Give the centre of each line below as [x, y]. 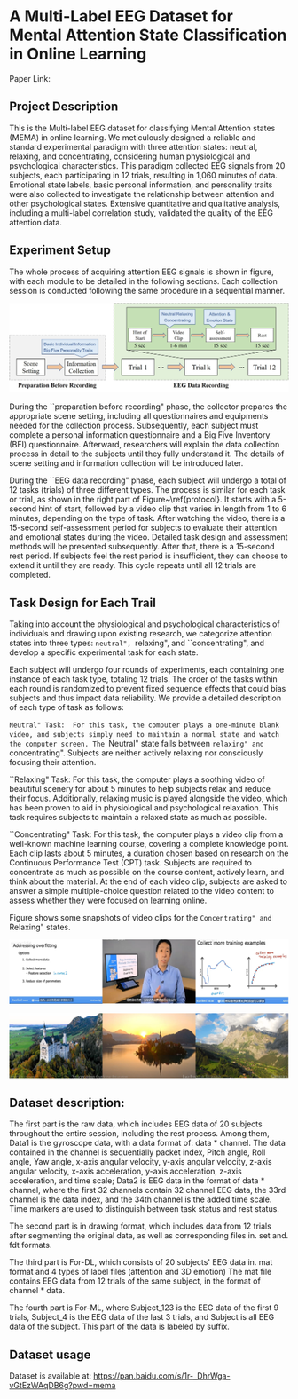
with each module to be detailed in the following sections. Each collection [143, 281]
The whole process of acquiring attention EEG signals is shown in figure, [141, 272]
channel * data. [37, 1291]
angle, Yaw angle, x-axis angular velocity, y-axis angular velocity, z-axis [141, 1162]
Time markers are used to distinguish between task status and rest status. [144, 1209]
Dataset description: [67, 1103]
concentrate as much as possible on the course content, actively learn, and [147, 873]
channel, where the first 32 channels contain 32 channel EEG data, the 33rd [148, 1190]
